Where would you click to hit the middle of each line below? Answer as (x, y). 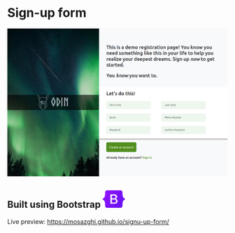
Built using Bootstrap (54, 205)
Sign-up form (47, 13)
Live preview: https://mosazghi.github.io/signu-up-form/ (88, 221)
